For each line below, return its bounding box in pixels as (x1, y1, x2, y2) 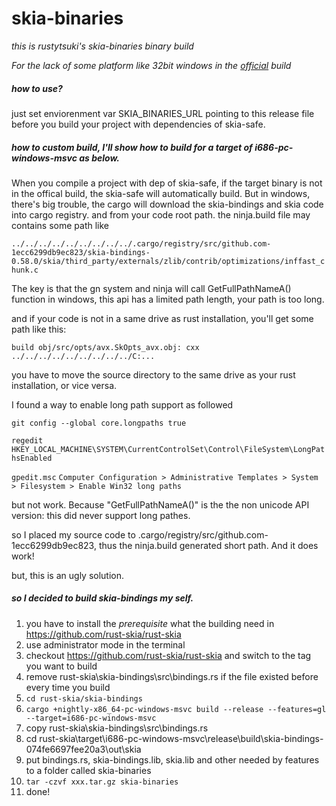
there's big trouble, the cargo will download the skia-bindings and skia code (11, 198, 324, 210)
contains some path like (11, 219, 109, 231)
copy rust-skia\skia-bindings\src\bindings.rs (25, 722, 209, 734)
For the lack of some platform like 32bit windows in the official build (11, 59, 292, 71)
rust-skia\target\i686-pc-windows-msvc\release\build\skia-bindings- (39, 732, 324, 744)
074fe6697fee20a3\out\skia (25, 743, 142, 755)
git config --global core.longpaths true (11, 418, 187, 428)
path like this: (11, 323, 67, 335)
